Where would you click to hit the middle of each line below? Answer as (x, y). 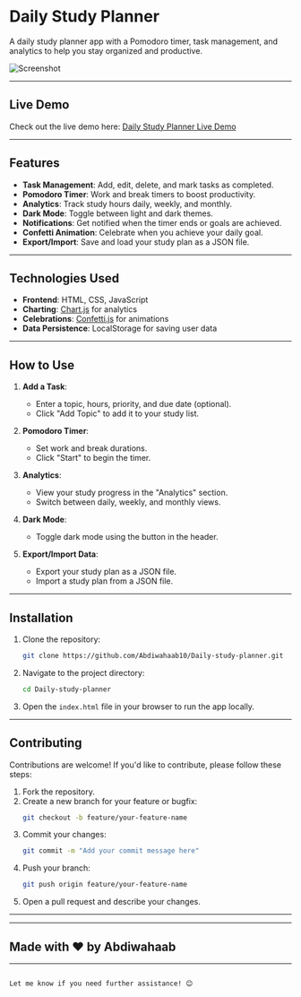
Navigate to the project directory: (83, 672)
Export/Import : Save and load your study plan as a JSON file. (136, 242)
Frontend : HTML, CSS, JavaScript (85, 300)
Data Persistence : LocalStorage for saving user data (120, 328)
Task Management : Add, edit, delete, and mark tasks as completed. (148, 185)
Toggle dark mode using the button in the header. (127, 537)
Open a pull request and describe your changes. (112, 902)
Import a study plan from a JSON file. (104, 581)
